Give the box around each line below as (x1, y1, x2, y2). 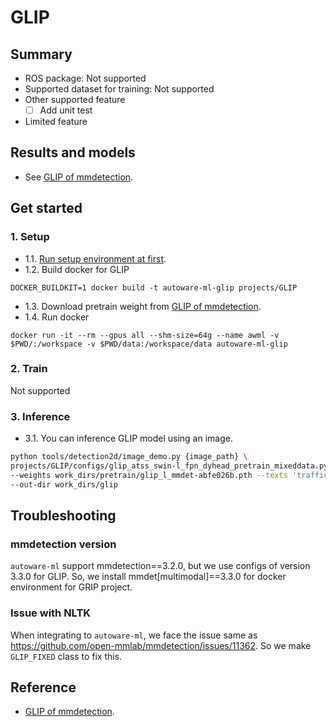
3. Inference (10, 409, 71, 423)
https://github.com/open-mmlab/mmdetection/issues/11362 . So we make (10, 639, 312, 651)
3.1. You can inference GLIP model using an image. (24, 432, 233, 445)
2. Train (10, 362, 48, 376)
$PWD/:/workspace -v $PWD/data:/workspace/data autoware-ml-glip (10, 339, 288, 349)
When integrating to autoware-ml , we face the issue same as (10, 629, 258, 641)
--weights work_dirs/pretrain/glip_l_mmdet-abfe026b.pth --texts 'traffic (10, 470, 329, 480)
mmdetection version (10, 537, 117, 551)
